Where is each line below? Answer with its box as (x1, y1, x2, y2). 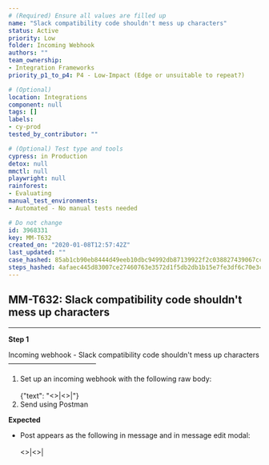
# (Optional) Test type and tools (8, 145, 124, 153)
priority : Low (8, 34, 56, 42)
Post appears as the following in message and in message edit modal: (19, 430, 251, 440)
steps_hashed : (8, 263, 56, 271)
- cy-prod (8, 123, 42, 131)
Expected (8, 415, 42, 424)
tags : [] (8, 108, 38, 116)
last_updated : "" (8, 249, 66, 257)
